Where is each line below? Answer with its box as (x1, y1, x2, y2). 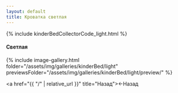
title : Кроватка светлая (6, 14, 67, 20)
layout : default (6, 8, 46, 15)
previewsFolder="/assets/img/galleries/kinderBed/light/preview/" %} (6, 68, 173, 76)
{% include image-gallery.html (6, 56, 80, 63)
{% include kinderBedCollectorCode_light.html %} (6, 30, 127, 37)
